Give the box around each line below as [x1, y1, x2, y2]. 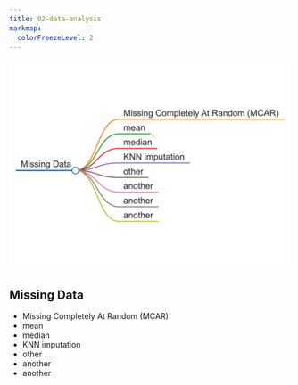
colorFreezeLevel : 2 [17, 33, 94, 42]
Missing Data [9, 287, 85, 302]
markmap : [9, 23, 42, 33]
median [21, 330, 51, 340]
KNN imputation [21, 340, 81, 350]
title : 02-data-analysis [9, 14, 102, 23]
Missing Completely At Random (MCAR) [21, 311, 170, 322]
